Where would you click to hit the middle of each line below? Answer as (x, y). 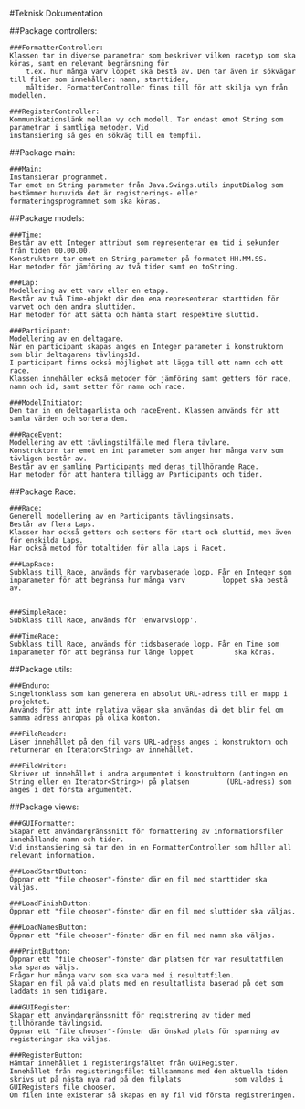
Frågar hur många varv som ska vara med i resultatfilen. (122, 976)
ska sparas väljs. (44, 967)
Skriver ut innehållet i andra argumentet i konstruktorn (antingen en (148, 774)
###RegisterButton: (47, 1055)
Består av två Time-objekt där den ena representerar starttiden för (145, 299)
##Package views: (44, 807)
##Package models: (47, 218)
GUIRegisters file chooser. (63, 1087)
